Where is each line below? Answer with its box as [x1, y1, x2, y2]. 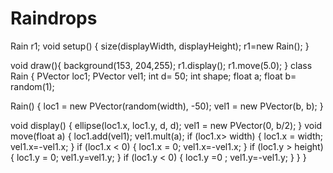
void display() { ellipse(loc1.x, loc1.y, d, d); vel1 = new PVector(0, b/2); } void [10, 119, 323, 131]
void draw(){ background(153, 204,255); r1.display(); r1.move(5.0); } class [10, 59, 313, 71]
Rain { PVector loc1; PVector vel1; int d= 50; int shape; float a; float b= [10, 70, 297, 82]
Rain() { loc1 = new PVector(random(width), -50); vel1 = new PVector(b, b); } [10, 100, 324, 112]
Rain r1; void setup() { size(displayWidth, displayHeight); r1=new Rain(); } [10, 40, 310, 52]
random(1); [10, 80, 55, 92]
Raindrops [10, 7, 98, 30]
